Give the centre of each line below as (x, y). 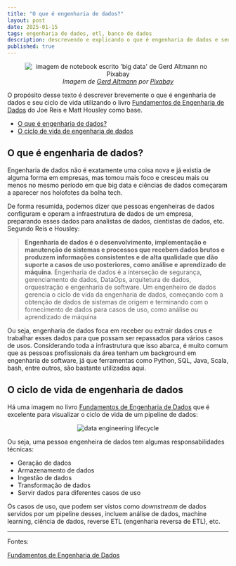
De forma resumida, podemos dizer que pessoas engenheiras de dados (111, 206)
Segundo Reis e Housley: (44, 229)
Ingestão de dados (45, 477)
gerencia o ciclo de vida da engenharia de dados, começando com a (124, 294)
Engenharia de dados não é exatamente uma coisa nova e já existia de (109, 170)
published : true (31, 46)
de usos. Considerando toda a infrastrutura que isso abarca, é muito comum (118, 345)
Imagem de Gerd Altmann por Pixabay (118, 81)
